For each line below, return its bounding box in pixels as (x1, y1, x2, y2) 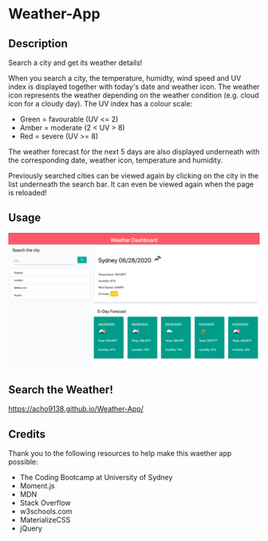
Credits (8, 427, 46, 441)
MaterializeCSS (19, 515, 71, 525)
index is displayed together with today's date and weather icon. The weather (8, 82, 260, 91)
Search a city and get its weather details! (8, 58, 143, 67)
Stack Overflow (19, 498, 72, 508)
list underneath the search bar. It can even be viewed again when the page (8, 179, 254, 189)
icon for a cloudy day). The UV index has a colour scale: (8, 99, 193, 108)
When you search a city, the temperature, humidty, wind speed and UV (8, 74, 242, 82)
